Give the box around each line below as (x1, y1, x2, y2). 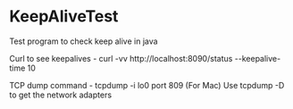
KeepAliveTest (9, 6, 119, 27)
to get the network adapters (9, 89, 113, 100)
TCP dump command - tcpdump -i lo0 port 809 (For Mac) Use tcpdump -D (9, 80, 285, 90)
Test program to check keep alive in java (9, 36, 158, 46)
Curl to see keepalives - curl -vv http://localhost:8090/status (9, 53, 233, 63)
